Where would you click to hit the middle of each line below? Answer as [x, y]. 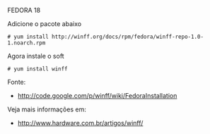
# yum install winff [38, 69]
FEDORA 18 [24, 10]
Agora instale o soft [36, 56]
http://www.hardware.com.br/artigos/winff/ [80, 123]
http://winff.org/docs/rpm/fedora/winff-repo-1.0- [128, 37]
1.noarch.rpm [27, 43]
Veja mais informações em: [47, 109]
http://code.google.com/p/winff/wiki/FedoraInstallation [97, 96]
